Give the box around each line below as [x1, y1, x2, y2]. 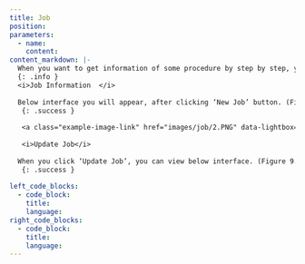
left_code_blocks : [9, 182, 79, 191]
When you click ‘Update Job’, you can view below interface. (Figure [17, 156, 286, 166]
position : [9, 22, 47, 31]
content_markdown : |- [9, 55, 92, 64]
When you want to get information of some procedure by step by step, [17, 64, 290, 73]
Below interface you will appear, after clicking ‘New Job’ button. [17, 97, 282, 107]
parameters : [9, 30, 54, 39]
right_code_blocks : [9, 215, 84, 225]
